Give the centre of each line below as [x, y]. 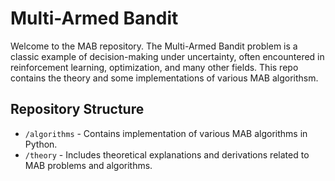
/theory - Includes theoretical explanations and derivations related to [167, 154]
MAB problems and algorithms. [88, 165]
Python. [41, 144]
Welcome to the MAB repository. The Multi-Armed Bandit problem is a [154, 46]
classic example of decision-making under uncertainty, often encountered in [167, 56]
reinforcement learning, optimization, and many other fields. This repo [154, 67]
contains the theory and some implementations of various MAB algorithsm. [164, 78]
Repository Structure [77, 109]
